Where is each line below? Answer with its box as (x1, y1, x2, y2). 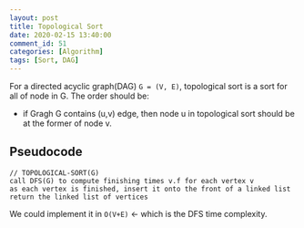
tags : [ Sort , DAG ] (9, 56, 79, 65)
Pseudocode (9, 144, 84, 160)
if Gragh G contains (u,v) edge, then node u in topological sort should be (22, 109, 296, 119)
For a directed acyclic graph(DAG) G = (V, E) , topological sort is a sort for (9, 81, 289, 91)
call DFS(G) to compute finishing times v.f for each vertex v (9, 176, 255, 185)
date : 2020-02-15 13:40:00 (9, 30, 112, 39)
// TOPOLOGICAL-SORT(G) (9, 168, 100, 178)
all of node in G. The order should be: (9, 90, 150, 101)
